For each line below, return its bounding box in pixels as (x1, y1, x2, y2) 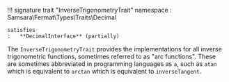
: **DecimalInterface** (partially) (7, 33, 120, 40)
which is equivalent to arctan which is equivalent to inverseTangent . (7, 67, 202, 75)
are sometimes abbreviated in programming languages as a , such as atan (7, 60, 217, 68)
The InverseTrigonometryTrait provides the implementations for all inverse (7, 45, 223, 53)
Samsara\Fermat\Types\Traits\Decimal (7, 13, 117, 22)
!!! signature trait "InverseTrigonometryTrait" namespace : (7, 6, 172, 14)
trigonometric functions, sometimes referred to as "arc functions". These (7, 52, 216, 60)
